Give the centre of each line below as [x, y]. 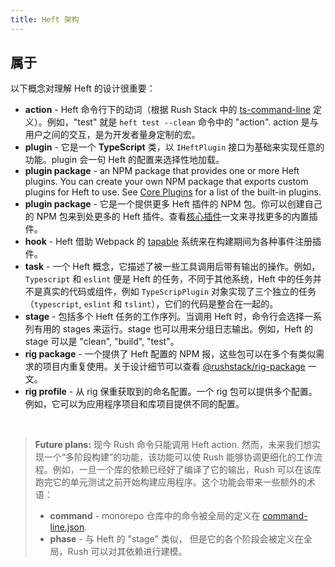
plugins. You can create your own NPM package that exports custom [166, 182]
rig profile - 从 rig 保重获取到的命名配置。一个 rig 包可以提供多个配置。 [171, 392]
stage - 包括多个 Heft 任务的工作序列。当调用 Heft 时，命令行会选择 [164, 317]
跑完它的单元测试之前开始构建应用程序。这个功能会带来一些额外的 [170, 482]
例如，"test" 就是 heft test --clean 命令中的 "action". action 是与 [182, 122]
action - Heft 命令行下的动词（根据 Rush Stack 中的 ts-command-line [167, 110]
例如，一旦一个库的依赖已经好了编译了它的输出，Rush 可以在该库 [187, 470]
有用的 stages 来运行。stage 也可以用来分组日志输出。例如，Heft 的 [173, 329]
